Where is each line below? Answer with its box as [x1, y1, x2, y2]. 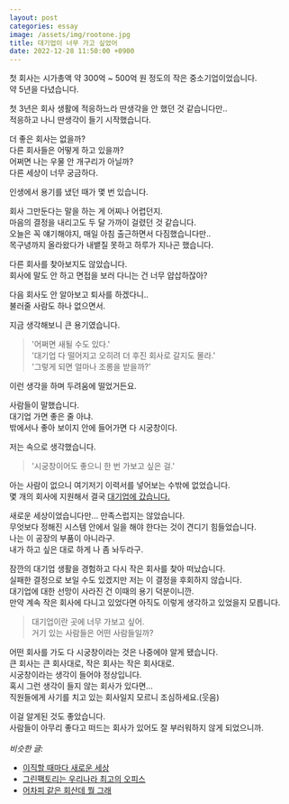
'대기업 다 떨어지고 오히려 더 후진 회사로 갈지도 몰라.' [31, 350, 216, 361]
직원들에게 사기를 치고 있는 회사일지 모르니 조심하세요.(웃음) [9, 692, 220, 703]
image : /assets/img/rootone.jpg [9, 30, 131, 39]
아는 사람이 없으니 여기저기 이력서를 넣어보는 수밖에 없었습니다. [9, 480, 231, 491]
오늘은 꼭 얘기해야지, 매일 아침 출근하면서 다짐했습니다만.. [9, 228, 212, 239]
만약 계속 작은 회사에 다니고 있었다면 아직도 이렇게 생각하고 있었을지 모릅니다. [9, 597, 281, 608]
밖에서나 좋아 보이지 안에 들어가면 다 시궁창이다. [9, 422, 178, 433]
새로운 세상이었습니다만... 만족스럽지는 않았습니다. [9, 511, 185, 522]
